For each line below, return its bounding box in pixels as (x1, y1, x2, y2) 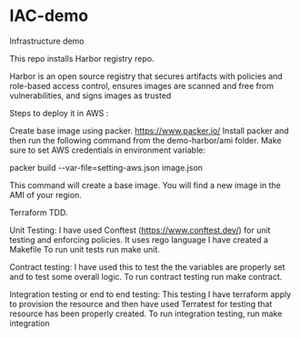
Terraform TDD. (9, 206, 68, 218)
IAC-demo (9, 5, 89, 26)
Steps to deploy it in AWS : (9, 107, 109, 118)
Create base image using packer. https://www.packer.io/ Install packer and (9, 124, 289, 136)
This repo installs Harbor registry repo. (9, 53, 155, 64)
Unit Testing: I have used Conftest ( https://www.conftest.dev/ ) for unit (9, 224, 271, 235)
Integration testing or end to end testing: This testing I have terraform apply (9, 288, 292, 300)
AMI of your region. (9, 189, 82, 200)
